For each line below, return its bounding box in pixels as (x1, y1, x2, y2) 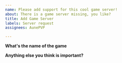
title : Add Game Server (5, 16, 54, 21)
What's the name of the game (5, 43, 67, 49)
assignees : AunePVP (5, 25, 45, 30)
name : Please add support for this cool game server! (5, 7, 118, 12)
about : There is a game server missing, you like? (5, 12, 111, 17)
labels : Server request (5, 21, 54, 26)
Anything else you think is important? (5, 52, 84, 59)
